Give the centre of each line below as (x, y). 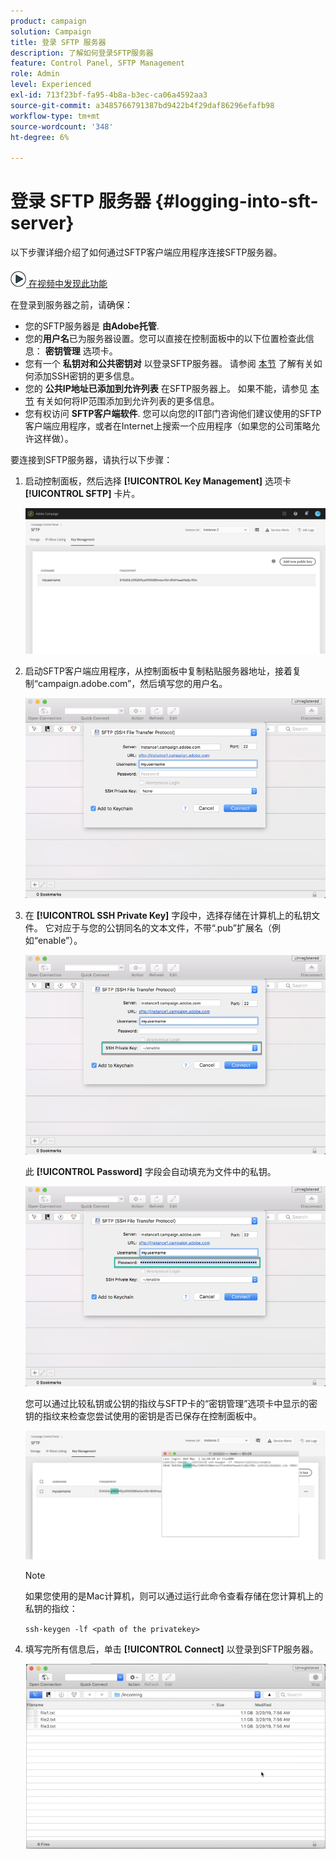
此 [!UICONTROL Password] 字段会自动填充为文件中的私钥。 (150, 1172)
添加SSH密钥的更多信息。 (86, 376)
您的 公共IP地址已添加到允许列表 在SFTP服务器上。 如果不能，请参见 (166, 389)
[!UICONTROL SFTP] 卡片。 (82, 494)
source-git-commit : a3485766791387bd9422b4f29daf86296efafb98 (142, 105)
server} (42, 223)
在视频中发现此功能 (68, 284)
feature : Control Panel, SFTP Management (98, 63)
